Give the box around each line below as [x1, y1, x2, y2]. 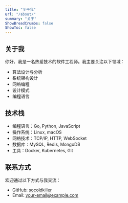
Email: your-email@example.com [12, 192, 79, 198]
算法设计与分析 [12, 69, 43, 75]
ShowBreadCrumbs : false [5, 21, 54, 26]
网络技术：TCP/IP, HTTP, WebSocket [12, 135, 87, 141]
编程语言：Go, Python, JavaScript [12, 123, 81, 129]
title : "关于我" [5, 7, 36, 12]
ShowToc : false [5, 25, 36, 30]
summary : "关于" [5, 16, 37, 21]
